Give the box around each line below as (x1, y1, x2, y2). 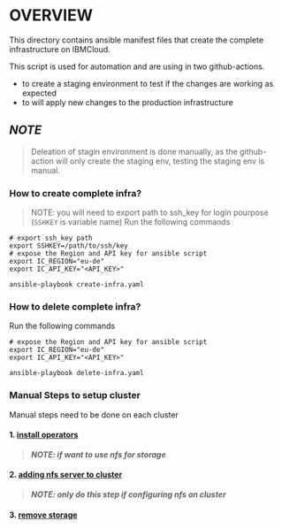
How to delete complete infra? (9, 300, 141, 312)
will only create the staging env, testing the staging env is (56, 156, 265, 166)
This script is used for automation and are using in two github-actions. (9, 61, 265, 72)
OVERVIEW (9, 5, 94, 26)
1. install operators (9, 430, 79, 441)
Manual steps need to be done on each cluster (9, 409, 179, 420)
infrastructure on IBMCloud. (9, 43, 111, 54)
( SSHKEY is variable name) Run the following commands (30, 217, 231, 227)
